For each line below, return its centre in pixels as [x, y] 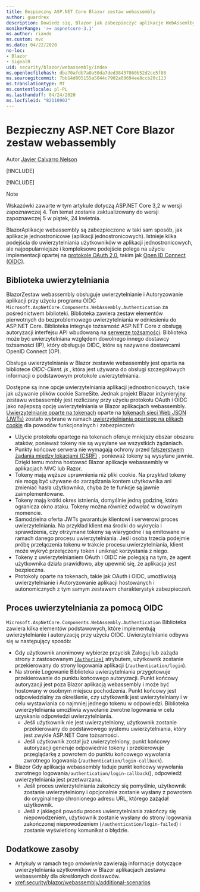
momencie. [29, 513]
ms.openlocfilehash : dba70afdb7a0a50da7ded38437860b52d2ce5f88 [86, 73]
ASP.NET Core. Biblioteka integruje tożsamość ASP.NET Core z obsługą [94, 326]
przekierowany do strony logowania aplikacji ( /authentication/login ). [101, 665]
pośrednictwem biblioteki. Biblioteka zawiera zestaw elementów [85, 313]
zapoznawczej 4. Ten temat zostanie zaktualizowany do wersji [82, 212]
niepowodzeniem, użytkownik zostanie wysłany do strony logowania [107, 817]
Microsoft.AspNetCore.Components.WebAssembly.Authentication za [87, 307]
